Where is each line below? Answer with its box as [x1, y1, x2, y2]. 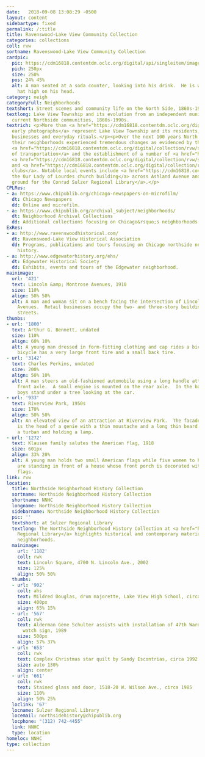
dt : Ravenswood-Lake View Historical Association [12, 236, 140, 242]
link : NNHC [12, 724, 40, 730]
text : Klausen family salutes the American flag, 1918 [12, 440, 154, 446]
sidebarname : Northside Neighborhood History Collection [12, 508, 160, 515]
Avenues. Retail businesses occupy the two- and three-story [17, 304, 179, 310]
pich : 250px [12, 65, 43, 72]
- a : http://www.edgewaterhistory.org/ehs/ [6, 253, 119, 259]
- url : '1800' [6, 321, 43, 327]
